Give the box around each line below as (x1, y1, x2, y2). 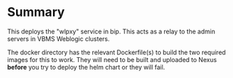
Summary (7, 4, 65, 20)
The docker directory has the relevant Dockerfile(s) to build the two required (7, 48, 226, 56)
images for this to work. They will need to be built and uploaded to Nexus (7, 55, 217, 63)
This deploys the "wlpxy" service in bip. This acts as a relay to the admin (7, 27, 216, 36)
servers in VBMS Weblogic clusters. (7, 34, 110, 42)
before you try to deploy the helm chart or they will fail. (7, 63, 166, 71)
